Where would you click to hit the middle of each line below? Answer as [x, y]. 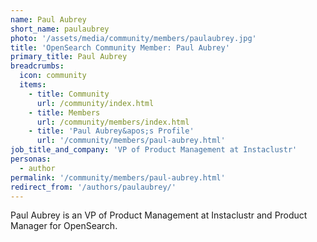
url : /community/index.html [95, 103]
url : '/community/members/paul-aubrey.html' [131, 141]
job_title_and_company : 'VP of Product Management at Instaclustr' [154, 150]
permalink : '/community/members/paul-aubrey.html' [118, 177]
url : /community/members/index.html [113, 122]
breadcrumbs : [37, 66]
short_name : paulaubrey [60, 29]
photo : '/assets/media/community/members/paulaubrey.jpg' [133, 38]
